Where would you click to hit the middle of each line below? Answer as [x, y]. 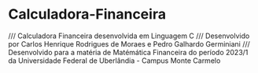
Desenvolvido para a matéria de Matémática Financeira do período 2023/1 [128, 52]
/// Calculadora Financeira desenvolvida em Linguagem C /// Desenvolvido [129, 36]
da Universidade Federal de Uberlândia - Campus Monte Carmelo [114, 61]
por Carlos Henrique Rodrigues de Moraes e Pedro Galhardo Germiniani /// [129, 43]
